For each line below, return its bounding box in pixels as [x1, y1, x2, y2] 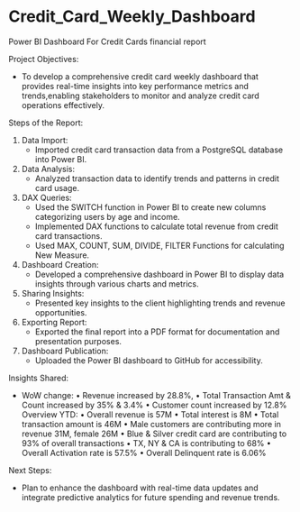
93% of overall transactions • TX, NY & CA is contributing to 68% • [21, 437, 272, 448]
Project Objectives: [8, 53, 79, 64]
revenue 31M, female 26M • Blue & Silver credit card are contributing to [21, 428, 287, 439]
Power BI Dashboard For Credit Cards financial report [8, 36, 206, 47]
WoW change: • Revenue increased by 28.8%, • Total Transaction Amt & [21, 389, 292, 400]
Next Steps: [8, 464, 52, 475]
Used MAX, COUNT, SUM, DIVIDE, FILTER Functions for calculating [34, 240, 285, 251]
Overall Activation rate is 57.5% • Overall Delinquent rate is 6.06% [21, 447, 267, 458]
